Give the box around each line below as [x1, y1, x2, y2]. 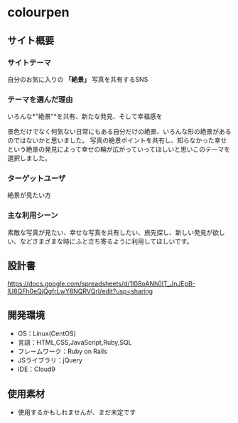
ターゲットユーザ [7, 174, 66, 184]
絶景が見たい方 [7, 191, 51, 199]
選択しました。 [7, 154, 51, 162]
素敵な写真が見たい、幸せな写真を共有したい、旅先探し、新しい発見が [7, 228, 213, 236]
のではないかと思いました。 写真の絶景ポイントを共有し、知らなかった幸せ [7, 136, 227, 145]
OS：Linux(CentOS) [17, 329, 77, 338]
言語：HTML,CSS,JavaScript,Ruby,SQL [17, 338, 133, 347]
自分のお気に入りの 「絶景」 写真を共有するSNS [7, 75, 148, 83]
